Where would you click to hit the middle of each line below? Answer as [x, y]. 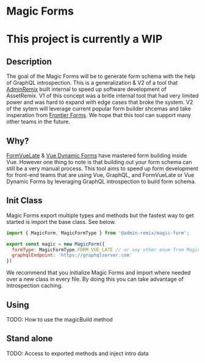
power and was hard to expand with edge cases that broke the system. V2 [100, 102]
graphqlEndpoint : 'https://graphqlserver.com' [72, 255]
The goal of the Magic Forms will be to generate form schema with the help [101, 76]
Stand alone [30, 339]
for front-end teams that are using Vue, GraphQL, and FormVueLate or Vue [100, 175]
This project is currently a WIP [85, 39]
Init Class [24, 200]
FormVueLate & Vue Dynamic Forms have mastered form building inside [97, 156]
